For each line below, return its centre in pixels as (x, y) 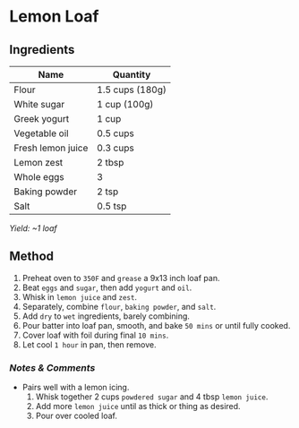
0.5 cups (115, 133)
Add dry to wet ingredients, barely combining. (106, 316)
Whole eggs (39, 177)
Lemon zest (38, 163)
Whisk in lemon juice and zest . (79, 296)
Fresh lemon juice (51, 148)
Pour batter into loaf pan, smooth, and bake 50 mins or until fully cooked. (156, 325)
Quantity (132, 75)
